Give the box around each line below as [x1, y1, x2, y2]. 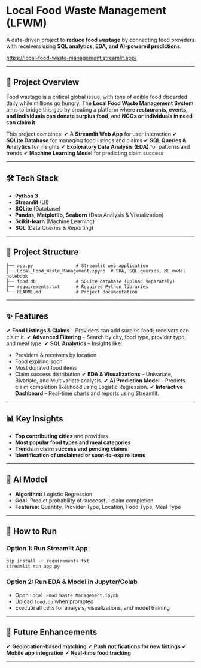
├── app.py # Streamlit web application [6, 263, 148, 269]
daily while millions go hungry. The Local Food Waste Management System [6, 100, 194, 107]
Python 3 [14, 192, 39, 199]
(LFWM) [6, 16, 47, 30]
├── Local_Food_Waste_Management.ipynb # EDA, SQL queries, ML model [6, 268, 186, 274]
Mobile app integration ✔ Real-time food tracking [6, 649, 132, 657]
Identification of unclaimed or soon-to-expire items [14, 451, 145, 459]
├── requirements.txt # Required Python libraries [6, 284, 148, 290]
